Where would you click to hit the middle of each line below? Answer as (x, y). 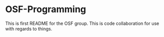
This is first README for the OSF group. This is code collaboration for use (82, 23)
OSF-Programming (46, 9)
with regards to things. (29, 28)
